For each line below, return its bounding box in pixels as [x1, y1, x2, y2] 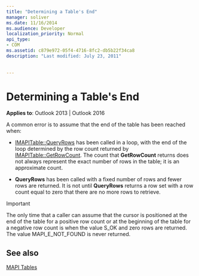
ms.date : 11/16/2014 [6, 20, 58, 26]
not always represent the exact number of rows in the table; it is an [14, 158, 180, 165]
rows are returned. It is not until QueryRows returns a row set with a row [14, 182, 194, 190]
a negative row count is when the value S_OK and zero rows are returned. [6, 224, 187, 231]
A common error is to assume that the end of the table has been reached [6, 121, 186, 128]
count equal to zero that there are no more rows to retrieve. [14, 188, 161, 196]
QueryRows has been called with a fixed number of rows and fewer [14, 176, 182, 183]
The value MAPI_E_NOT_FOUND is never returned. [6, 231, 131, 238]
